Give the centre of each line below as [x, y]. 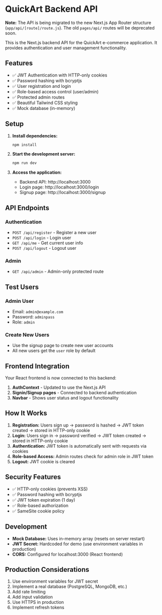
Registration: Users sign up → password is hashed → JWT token [78, 425]
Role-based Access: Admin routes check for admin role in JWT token [83, 456]
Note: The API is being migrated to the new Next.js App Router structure [78, 23]
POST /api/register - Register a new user [54, 232]
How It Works [26, 413]
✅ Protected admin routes [38, 97]
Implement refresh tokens [38, 608]
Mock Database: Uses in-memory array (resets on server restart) [78, 538]
